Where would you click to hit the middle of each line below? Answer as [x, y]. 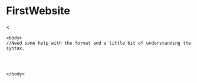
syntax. [16, 48]
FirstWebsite [38, 11]
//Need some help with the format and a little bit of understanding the [99, 43]
